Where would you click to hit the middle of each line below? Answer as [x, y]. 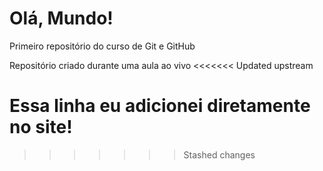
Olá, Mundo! [61, 18]
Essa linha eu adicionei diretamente [160, 106]
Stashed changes [219, 154]
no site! [41, 127]
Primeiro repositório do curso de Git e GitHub [102, 46]
